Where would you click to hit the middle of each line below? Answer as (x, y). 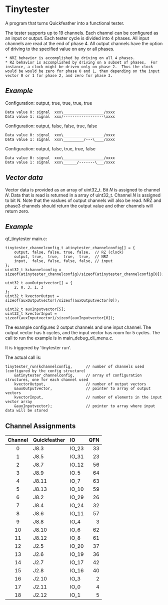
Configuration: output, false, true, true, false (50, 148)
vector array (19, 402)
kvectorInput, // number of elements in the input (88, 397)
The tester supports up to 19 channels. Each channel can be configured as (82, 33)
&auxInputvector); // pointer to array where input (85, 406)
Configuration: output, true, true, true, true (49, 103)
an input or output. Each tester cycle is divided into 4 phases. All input (77, 38)
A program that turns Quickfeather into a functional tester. (65, 23)
